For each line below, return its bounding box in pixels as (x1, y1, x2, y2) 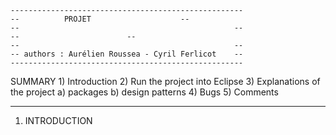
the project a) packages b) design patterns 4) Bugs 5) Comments (10, 86, 279, 98)
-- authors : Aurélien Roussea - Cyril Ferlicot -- (10, 49, 244, 59)
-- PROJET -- (10, 14, 190, 24)
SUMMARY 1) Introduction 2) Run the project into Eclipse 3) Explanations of (10, 76, 321, 87)
